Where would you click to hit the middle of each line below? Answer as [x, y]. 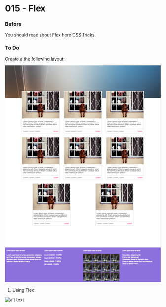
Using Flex [23, 290]
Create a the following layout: [35, 59]
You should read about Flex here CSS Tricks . [51, 35]
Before [13, 24]
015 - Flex [25, 9]
